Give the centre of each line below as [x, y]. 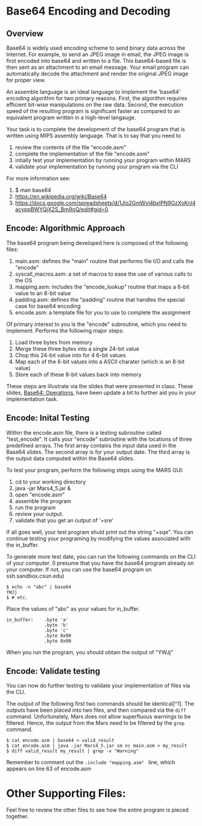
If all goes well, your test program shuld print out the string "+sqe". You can [100, 532]
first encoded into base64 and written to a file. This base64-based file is [96, 61]
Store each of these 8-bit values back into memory [78, 374]
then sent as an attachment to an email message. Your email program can [98, 67]
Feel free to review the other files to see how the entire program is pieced [97, 810]
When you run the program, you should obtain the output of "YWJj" [90, 652]
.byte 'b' [56, 625]
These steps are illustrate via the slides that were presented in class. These [100, 386]
